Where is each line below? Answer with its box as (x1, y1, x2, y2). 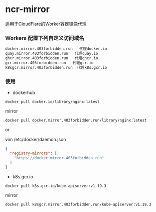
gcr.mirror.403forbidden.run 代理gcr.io (5, 60, 94, 65)
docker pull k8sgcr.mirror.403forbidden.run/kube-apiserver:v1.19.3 (5, 202, 151, 207)
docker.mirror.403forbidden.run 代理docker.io (5, 46, 107, 51)
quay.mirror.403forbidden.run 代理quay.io (5, 51, 98, 56)
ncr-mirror (5, 4, 50, 15)
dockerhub (12, 89, 35, 95)
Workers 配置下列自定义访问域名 (5, 34, 84, 41)
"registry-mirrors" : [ (10, 151, 57, 156)
